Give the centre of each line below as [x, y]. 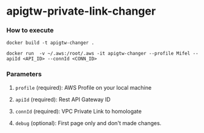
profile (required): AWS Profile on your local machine [83, 87]
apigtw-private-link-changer [81, 11]
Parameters [24, 74]
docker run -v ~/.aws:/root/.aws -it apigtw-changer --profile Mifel [98, 54]
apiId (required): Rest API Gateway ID [63, 99]
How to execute [30, 31]
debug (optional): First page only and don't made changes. [88, 123]
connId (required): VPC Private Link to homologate [78, 111]
